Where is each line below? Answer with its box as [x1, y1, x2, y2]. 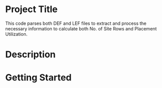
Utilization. [5, 31, 28, 37]
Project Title [5, 4, 58, 15]
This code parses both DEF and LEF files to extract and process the [5, 20, 147, 26]
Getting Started [5, 72, 72, 83]
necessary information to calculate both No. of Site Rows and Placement [5, 25, 157, 31]
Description [5, 49, 56, 60]
